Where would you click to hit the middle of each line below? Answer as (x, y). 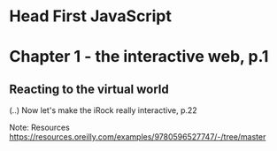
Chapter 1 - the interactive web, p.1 (139, 57)
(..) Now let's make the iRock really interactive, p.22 (103, 110)
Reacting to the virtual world (89, 89)
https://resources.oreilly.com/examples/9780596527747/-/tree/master (138, 137)
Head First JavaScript (91, 16)
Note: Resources (40, 128)
